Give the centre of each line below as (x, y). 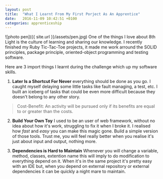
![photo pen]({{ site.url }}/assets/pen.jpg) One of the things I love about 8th (80, 37)
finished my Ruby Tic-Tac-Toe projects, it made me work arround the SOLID (81, 47)
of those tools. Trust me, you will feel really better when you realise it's (83, 136)
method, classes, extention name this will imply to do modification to (81, 156)
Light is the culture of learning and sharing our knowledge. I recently (74, 42)
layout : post (18, 9)
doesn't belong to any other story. (46, 97)
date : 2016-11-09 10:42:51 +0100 (41, 18)
